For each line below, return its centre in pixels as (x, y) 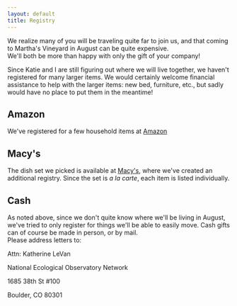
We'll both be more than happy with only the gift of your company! (104, 56)
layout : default (31, 14)
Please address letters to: (45, 240)
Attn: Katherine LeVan (39, 254)
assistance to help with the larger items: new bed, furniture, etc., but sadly (116, 84)
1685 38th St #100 (34, 281)
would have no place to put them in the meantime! (80, 92)
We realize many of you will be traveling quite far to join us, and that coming (118, 40)
